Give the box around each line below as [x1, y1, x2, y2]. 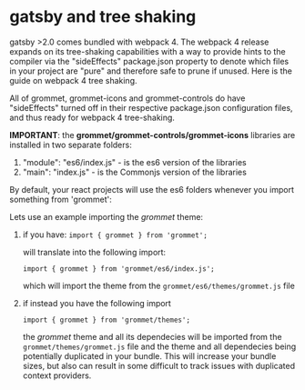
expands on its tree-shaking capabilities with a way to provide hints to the [9, 45, 286, 56]
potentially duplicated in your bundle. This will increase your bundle [22, 350, 277, 361]
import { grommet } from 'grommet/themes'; [22, 315, 191, 325]
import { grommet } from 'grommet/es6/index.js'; [22, 264, 216, 274]
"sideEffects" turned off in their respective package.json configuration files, [9, 102, 293, 113]
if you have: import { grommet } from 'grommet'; [22, 229, 208, 240]
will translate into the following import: [22, 246, 167, 257]
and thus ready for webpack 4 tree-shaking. [9, 112, 176, 123]
